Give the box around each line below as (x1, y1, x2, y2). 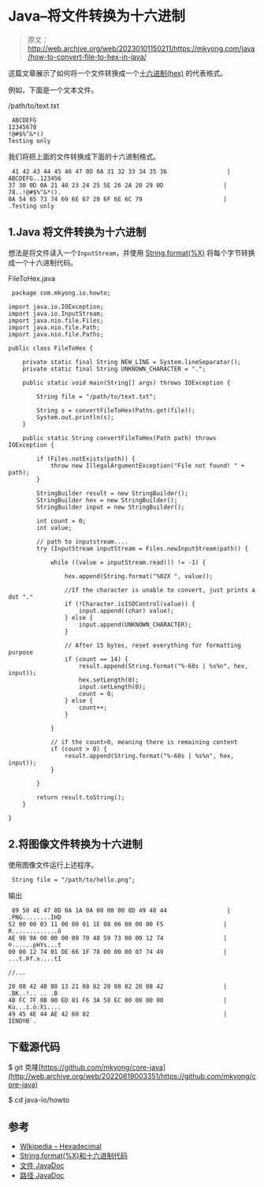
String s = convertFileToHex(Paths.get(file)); (36, 406, 195, 415)
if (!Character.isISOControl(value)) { (64, 599, 195, 608)
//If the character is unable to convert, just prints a (64, 586, 256, 594)
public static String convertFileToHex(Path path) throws (22, 434, 217, 442)
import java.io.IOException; (8, 302, 104, 310)
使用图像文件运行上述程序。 (8, 860, 99, 870)
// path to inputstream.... (36, 538, 128, 546)
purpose (8, 648, 34, 656)
